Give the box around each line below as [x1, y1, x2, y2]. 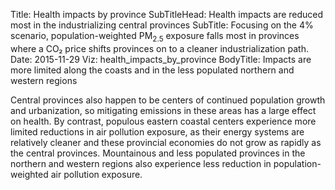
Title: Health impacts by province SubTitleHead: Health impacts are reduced [10, 9, 324, 20]
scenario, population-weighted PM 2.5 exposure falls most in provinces [10, 30, 300, 44]
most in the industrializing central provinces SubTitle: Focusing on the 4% [10, 19, 314, 31]
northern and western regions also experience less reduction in [10, 157, 272, 169]
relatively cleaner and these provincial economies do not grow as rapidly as [10, 136, 322, 148]
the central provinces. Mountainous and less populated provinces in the [10, 147, 306, 159]
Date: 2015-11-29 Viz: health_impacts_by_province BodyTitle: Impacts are [10, 53, 312, 65]
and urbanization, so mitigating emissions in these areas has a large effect [10, 104, 317, 116]
